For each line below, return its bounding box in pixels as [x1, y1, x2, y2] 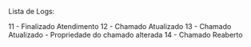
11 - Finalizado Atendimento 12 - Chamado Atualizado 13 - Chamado [8, 22, 232, 31]
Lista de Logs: [8, 7, 55, 16]
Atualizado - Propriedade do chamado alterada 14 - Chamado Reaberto [8, 31, 243, 39]
